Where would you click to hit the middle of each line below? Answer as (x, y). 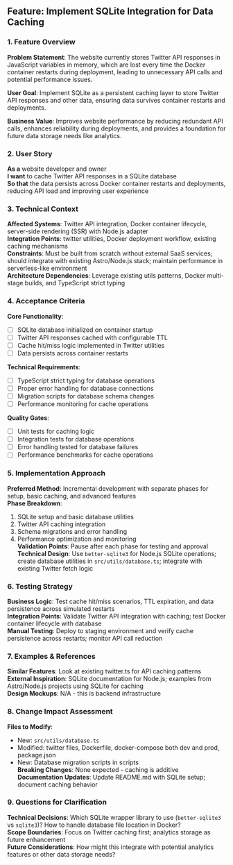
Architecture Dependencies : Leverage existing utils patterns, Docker (106, 276)
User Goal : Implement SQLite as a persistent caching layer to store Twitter (113, 92)
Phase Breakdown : (35, 503)
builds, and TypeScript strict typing (75, 283)
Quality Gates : (28, 418)
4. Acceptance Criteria (46, 301)
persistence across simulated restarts (61, 608)
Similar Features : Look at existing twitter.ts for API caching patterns (104, 671)
